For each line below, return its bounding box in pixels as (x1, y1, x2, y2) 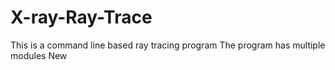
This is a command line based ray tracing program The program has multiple (10, 39, 326, 51)
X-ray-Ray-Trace (10, 6, 153, 29)
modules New (10, 49, 68, 61)
